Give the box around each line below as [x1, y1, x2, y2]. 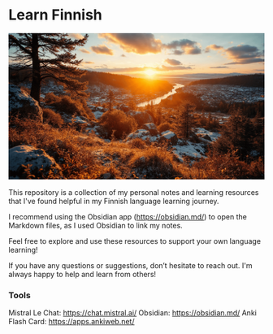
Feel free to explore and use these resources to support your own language [8, 236, 262, 245]
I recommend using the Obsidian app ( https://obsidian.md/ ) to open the [8, 211, 248, 221]
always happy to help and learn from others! [8, 269, 157, 279]
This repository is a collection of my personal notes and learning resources [8, 187, 259, 197]
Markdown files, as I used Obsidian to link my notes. [8, 220, 183, 230]
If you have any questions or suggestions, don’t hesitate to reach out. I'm [8, 260, 253, 270]
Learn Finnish [8, 6, 103, 24]
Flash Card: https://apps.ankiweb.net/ [8, 317, 135, 327]
